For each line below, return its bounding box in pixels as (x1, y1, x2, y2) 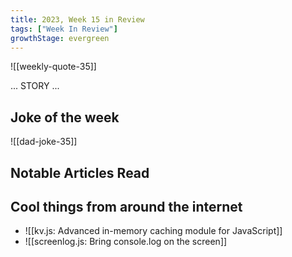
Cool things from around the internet (10, 198, 243, 215)
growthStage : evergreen (10, 33, 110, 43)
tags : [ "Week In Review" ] (10, 24, 118, 34)
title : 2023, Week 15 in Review (10, 14, 145, 25)
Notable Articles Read (10, 164, 150, 181)
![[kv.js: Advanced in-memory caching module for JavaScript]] (24, 225, 283, 237)
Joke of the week (10, 109, 120, 126)
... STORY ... (10, 80, 60, 92)
